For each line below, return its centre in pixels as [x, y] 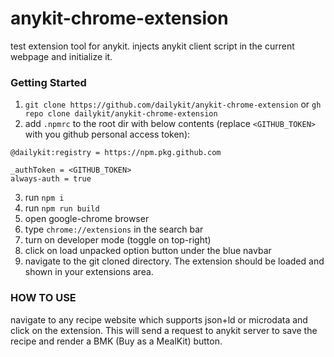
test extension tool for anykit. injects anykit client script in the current [152, 46]
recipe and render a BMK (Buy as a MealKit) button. [116, 341]
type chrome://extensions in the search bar [114, 229]
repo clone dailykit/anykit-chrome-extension [121, 114]
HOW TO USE [43, 298]
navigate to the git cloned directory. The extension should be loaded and [174, 261]
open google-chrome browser [87, 219]
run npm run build [62, 208]
